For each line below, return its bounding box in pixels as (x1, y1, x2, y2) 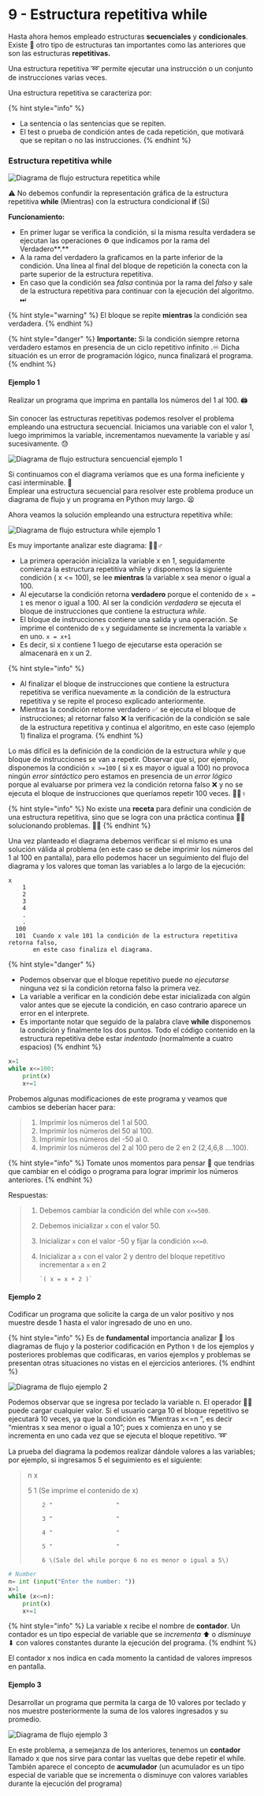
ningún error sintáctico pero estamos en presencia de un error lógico (8, 772, 232, 781)
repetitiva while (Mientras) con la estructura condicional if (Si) (8, 197, 210, 206)
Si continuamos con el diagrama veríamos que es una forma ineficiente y (8, 470, 245, 479)
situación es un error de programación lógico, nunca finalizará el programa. (8, 351, 254, 360)
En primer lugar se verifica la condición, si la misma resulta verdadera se (19, 228, 256, 237)
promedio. (8, 1714, 42, 1724)
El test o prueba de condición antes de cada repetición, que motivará (19, 126, 244, 136)
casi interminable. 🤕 (8, 478, 73, 488)
